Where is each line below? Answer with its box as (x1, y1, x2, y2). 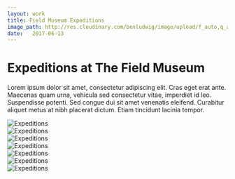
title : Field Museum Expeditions (7, 17, 105, 24)
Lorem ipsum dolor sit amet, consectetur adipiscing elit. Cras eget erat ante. (7, 84, 227, 92)
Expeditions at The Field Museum (7, 60, 205, 76)
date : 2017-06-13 (7, 29, 64, 37)
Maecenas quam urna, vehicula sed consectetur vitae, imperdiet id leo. (7, 91, 212, 99)
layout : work (7, 10, 45, 18)
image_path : (7, 23, 42, 30)
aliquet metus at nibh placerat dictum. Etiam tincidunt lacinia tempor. (7, 106, 205, 114)
